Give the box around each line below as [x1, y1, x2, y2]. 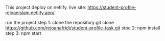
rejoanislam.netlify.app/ [5, 10, 55, 16]
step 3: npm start [5, 30, 42, 36]
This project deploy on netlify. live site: [5, 5, 87, 10]
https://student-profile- [87, 5, 136, 10]
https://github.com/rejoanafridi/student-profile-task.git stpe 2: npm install [5, 25, 160, 31]
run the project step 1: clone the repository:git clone [5, 20, 114, 25]
